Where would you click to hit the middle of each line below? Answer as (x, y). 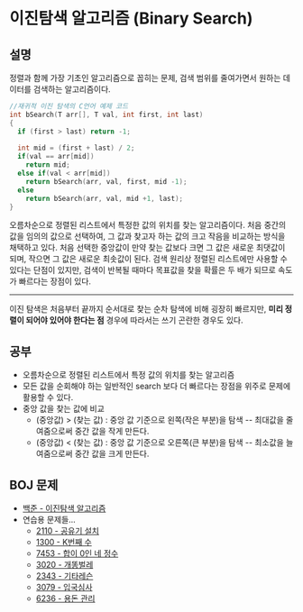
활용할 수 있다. (48, 397)
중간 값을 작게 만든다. (112, 431)
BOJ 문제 (34, 484)
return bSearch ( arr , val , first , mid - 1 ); (106, 181)
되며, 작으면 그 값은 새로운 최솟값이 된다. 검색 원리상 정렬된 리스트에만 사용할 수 (149, 259)
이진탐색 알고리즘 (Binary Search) (131, 18)
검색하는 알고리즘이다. (72, 89)
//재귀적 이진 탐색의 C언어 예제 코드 (69, 106)
